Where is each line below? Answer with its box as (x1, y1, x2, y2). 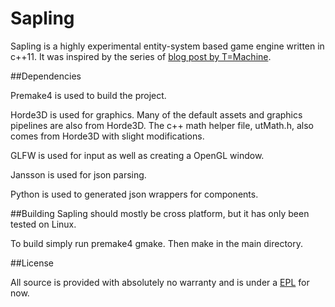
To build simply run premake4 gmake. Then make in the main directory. (10, 237, 304, 249)
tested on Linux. (10, 218, 77, 230)
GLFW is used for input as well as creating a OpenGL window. (10, 149, 265, 161)
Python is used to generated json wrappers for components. (10, 188, 259, 200)
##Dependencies (10, 70, 82, 82)
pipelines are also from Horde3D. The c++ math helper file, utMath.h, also (10, 119, 314, 131)
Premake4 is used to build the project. (10, 89, 167, 101)
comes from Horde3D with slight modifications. (10, 130, 205, 142)
